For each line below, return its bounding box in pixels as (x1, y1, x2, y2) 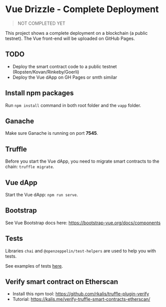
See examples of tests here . (5, 263, 63, 269)
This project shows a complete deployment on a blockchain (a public (5, 30, 148, 36)
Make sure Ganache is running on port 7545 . (5, 130, 99, 136)
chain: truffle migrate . (5, 164, 54, 170)
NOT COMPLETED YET (17, 20, 65, 26)
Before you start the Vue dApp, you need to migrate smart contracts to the (5, 158, 159, 165)
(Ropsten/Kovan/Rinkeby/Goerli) (12, 69, 79, 75)
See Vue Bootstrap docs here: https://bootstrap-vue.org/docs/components (5, 220, 161, 226)
